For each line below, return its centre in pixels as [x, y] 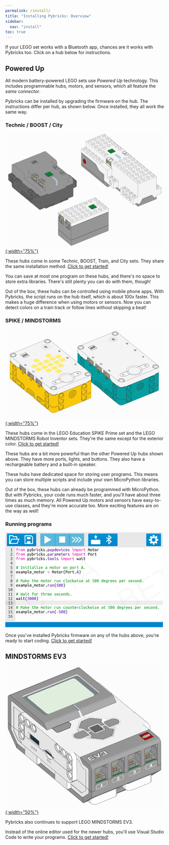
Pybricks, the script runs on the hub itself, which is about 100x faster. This [82, 297]
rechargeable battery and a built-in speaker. [51, 464]
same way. [16, 112]
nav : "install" [26, 27]
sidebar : [14, 21]
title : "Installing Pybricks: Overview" [48, 16]
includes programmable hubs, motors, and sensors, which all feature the [80, 86]
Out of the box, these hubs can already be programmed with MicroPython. [82, 489]
